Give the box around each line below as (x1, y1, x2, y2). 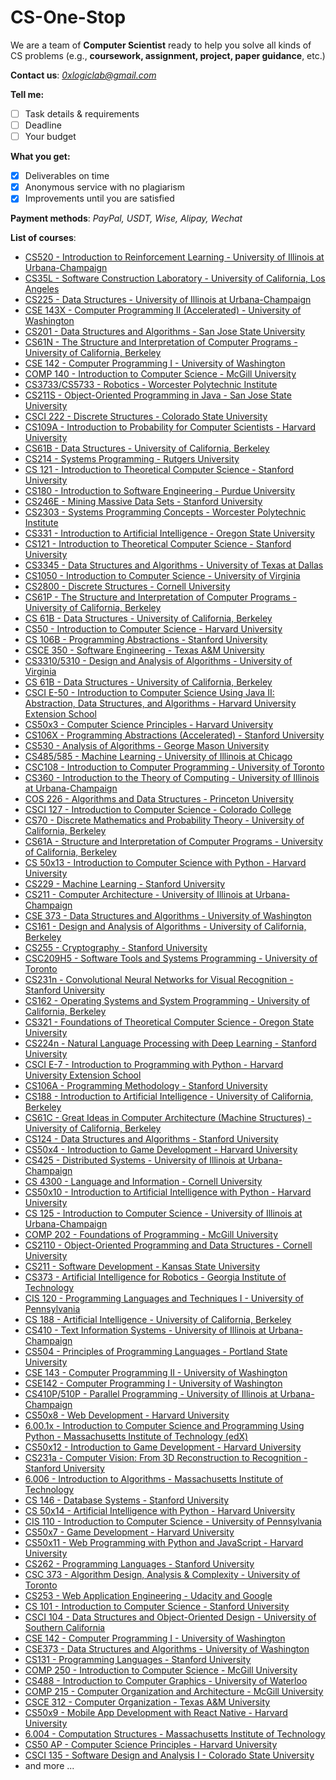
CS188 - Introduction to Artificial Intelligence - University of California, (24, 1091, 314, 1103)
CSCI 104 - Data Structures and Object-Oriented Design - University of (24, 1611, 317, 1623)
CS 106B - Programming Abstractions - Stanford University (24, 634, 268, 646)
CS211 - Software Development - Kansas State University (24, 1261, 261, 1273)
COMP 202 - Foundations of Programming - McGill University (24, 1229, 279, 1241)
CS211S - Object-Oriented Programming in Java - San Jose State (24, 389, 292, 401)
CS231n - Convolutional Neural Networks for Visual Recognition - (24, 974, 294, 986)
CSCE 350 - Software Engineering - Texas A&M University (24, 644, 265, 656)
